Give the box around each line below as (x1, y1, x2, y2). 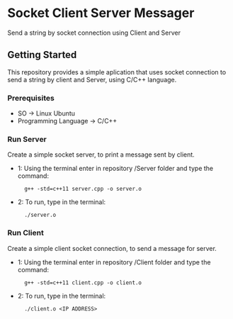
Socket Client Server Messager (7, 5, 195, 21)
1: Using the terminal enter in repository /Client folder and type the (17, 257, 211, 267)
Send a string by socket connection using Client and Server (7, 28, 181, 37)
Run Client (7, 228, 44, 238)
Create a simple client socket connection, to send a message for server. (7, 244, 217, 252)
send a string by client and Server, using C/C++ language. (7, 75, 177, 84)
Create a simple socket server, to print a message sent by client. (7, 150, 195, 159)
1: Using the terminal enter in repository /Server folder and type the (17, 164, 214, 173)
